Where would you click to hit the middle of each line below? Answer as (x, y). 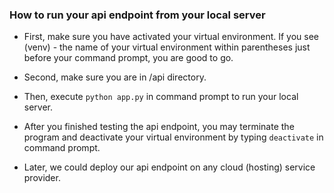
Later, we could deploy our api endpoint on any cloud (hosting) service (169, 167)
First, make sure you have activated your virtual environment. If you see (171, 37)
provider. (42, 178)
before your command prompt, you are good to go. (128, 58)
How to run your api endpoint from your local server (137, 15)
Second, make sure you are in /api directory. (115, 77)
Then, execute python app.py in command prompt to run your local (161, 97)
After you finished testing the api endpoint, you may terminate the (159, 127)
